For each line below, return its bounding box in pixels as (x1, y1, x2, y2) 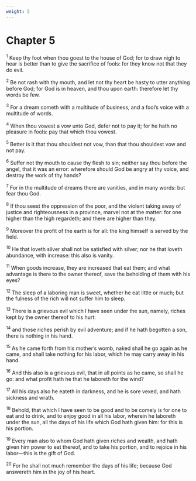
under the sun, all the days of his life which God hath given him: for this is (6, 419, 183, 426)
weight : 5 (6, 8, 30, 15)
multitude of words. (6, 109, 53, 117)
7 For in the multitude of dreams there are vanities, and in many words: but (6, 183, 185, 191)
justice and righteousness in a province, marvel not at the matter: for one (6, 208, 182, 215)
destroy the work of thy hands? (6, 171, 81, 178)
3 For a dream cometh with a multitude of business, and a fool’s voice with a (6, 102, 189, 111)
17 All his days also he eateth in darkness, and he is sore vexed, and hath (6, 387, 181, 395)
